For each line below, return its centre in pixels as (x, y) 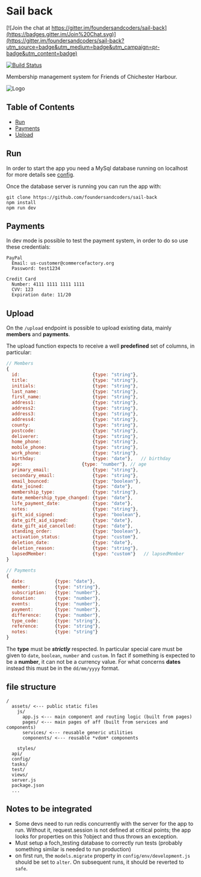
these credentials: (29, 247)
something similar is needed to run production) (73, 849)
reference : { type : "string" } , (56, 626)
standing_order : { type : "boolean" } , (76, 531)
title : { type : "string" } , (75, 380)
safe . (21, 868)
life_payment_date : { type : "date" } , (73, 504)
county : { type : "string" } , (75, 425)
